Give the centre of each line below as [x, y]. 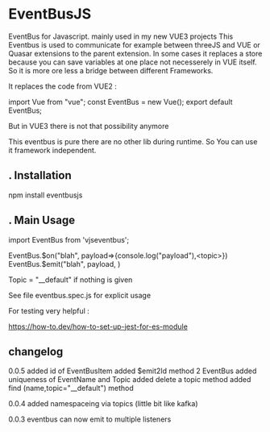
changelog [36, 351]
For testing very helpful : [49, 310]
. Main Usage [42, 220]
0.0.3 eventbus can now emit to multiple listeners [90, 419]
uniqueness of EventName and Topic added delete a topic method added [130, 380]
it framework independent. [52, 150]
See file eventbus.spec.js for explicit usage [80, 295]
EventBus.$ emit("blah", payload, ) [64, 264]
